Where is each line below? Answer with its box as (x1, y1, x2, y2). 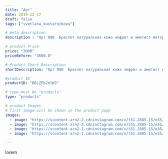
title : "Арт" (5, 7, 32, 12)
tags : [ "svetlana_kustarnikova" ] (5, 21, 75, 26)
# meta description (5, 30, 46, 35)
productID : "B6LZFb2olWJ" (5, 80, 59, 85)
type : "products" (5, 94, 41, 99)
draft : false (5, 16, 32, 21)
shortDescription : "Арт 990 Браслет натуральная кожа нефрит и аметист (5, 67, 160, 72)
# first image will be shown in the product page (5, 108, 111, 113)
